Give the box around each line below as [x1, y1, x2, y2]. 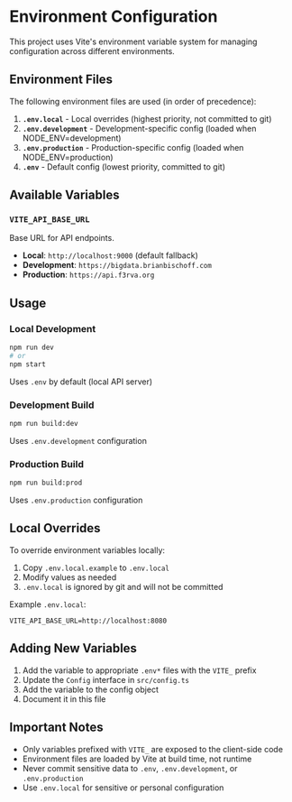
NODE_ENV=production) [22, 152, 114, 162]
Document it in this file [22, 693, 106, 705]
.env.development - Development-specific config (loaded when [22, 123, 257, 134]
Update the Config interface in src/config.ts [22, 674, 189, 685]
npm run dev [9, 343, 54, 353]
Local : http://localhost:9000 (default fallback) [22, 250, 198, 261]
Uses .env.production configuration [9, 494, 143, 506]
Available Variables [9, 188, 120, 203]
